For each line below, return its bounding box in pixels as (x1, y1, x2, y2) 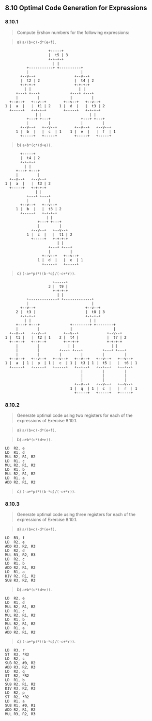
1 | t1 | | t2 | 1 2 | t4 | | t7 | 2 (5, 335, 127, 340)
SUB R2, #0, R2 (5, 661, 36, 666)
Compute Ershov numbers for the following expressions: (16, 29, 130, 35)
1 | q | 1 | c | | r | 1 (70, 386, 137, 391)
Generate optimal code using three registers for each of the (16, 512, 136, 517)
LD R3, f (5, 535, 25, 541)
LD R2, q (5, 669, 25, 674)
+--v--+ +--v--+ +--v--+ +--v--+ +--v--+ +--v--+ (9, 356, 133, 361)
